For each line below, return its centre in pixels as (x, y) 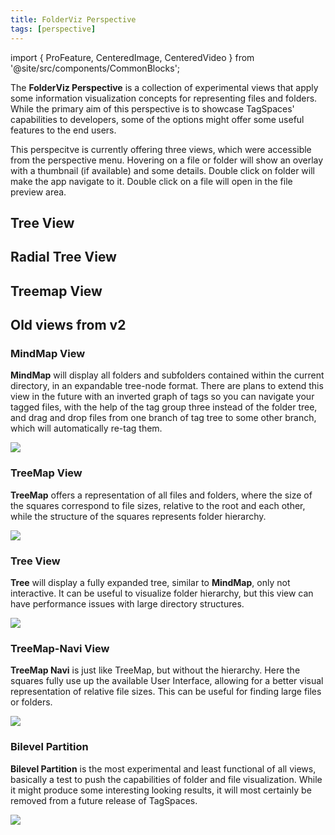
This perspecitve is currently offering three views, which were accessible (161, 149)
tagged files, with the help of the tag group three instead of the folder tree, (164, 407)
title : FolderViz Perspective (73, 19)
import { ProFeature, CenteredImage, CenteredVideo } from (132, 57)
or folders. (31, 702)
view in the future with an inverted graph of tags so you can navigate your (162, 397)
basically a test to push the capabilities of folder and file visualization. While (166, 779)
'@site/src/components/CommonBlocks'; (95, 68)
